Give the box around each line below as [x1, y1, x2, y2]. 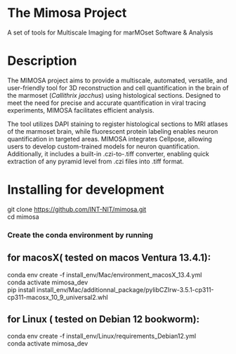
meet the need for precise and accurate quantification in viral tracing [7, 99, 206, 107]
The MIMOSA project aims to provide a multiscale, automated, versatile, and [7, 76, 228, 84]
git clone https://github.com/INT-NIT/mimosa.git [7, 205, 147, 213]
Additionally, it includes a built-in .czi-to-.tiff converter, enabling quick [7, 149, 209, 158]
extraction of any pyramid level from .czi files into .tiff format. [7, 157, 184, 165]
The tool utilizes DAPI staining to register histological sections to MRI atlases [7, 120, 228, 128]
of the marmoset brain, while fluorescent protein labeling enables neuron [7, 127, 218, 135]
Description [7, 53, 77, 69]
